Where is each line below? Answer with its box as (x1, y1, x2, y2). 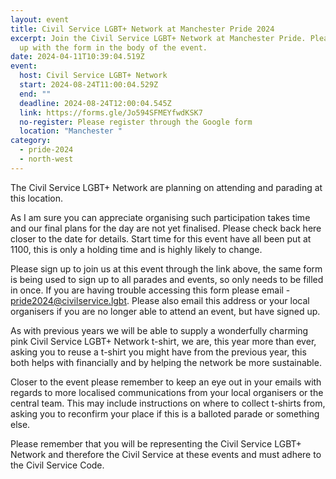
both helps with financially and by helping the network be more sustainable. (10, 356, 322, 368)
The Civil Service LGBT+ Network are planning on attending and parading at (10, 181, 323, 193)
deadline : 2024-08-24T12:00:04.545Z (19, 98, 172, 108)
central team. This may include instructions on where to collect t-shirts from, (10, 397, 326, 409)
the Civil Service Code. (10, 459, 105, 471)
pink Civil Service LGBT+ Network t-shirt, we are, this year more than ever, (10, 335, 317, 347)
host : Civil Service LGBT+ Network (19, 71, 168, 81)
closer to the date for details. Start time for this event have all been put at (10, 232, 312, 245)
